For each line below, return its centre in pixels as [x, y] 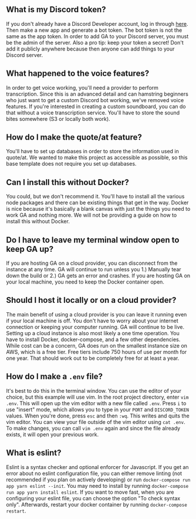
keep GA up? [30, 249]
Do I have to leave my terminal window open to [93, 240]
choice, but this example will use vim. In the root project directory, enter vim [97, 397]
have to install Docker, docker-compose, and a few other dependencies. [93, 339]
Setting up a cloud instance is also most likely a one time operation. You [93, 333]
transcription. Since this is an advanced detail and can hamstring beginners [97, 94]
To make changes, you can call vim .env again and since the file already [93, 428]
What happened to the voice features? [78, 74]
